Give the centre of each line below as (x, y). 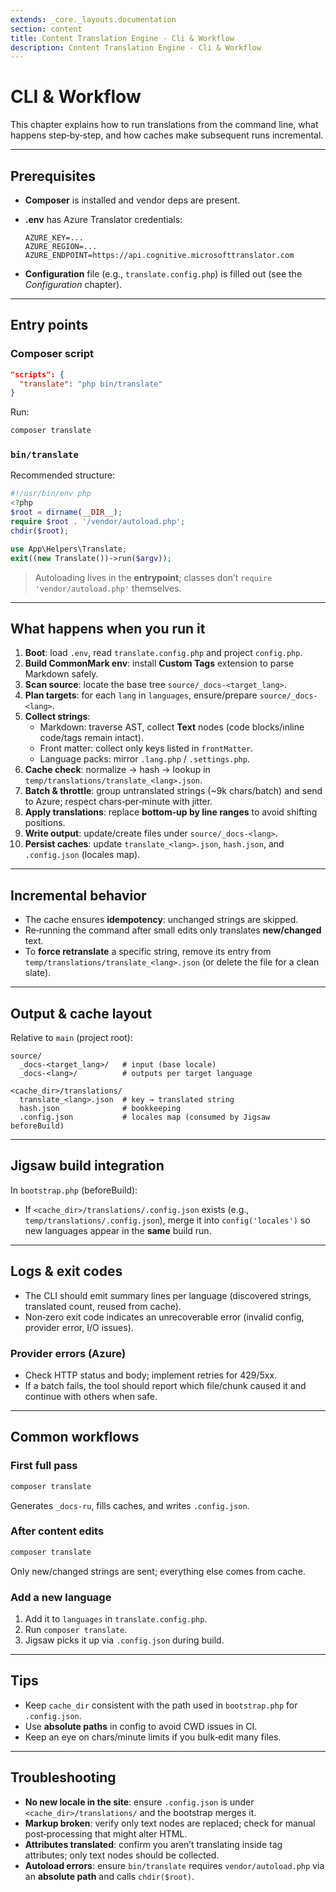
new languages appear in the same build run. (118, 1230)
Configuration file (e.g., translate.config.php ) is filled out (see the (163, 274)
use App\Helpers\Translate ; (69, 549)
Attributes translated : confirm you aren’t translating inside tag (153, 1844)
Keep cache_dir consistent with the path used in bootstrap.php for (161, 1705)
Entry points (49, 325)
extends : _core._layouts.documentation (93, 19)
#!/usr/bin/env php (51, 494)
